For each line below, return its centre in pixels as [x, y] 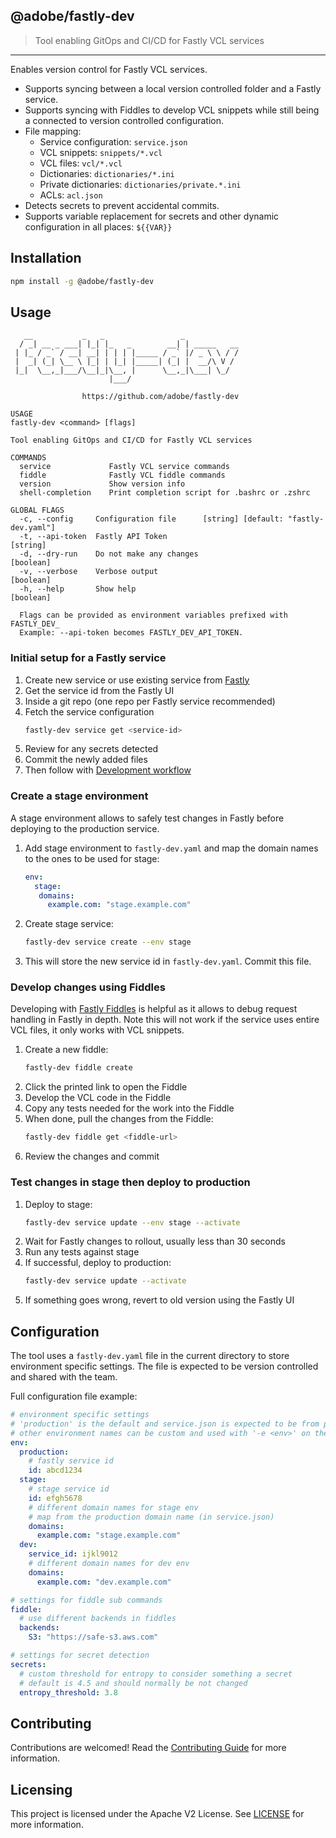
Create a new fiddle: [66, 1050]
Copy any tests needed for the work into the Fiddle [129, 1108]
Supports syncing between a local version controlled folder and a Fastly [173, 88]
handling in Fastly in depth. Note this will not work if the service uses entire [165, 1020]
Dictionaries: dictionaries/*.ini [107, 173]
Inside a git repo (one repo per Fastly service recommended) [150, 701]
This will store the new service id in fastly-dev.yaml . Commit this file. [168, 961]
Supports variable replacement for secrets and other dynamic [152, 216]
